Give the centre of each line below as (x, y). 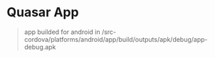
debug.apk (40, 47)
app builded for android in (62, 32)
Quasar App (43, 12)
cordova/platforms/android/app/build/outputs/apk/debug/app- (116, 39)
